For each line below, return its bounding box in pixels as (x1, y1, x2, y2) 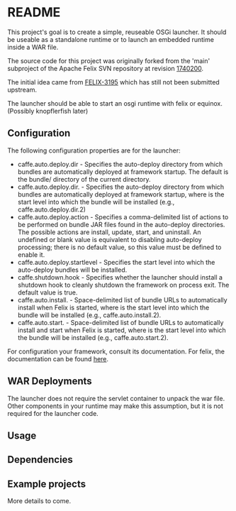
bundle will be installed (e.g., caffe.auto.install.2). (17, 310, 162, 319)
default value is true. (17, 288, 78, 297)
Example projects (7, 478, 86, 490)
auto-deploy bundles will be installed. (17, 265, 128, 274)
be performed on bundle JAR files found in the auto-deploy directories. (17, 220, 225, 229)
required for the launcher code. (7, 409, 99, 417)
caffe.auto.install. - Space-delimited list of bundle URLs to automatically (17, 295, 228, 304)
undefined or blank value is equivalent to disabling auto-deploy (17, 235, 202, 243)
